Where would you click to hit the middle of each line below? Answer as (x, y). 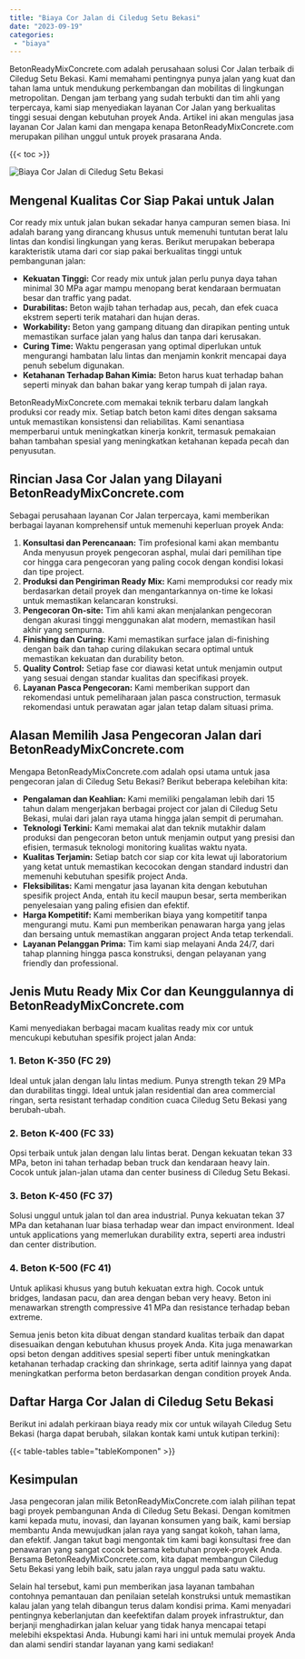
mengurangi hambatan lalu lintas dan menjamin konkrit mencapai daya (155, 356)
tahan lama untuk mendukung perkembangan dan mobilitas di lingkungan (147, 88)
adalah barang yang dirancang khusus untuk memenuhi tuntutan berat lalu (149, 232)
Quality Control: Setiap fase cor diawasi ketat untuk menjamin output (152, 668)
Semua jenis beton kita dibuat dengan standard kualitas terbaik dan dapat (147, 1334)
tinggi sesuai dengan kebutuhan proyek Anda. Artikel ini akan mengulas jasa (152, 117)
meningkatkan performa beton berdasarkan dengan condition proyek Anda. (151, 1373)
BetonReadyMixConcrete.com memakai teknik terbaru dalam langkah (139, 403)
